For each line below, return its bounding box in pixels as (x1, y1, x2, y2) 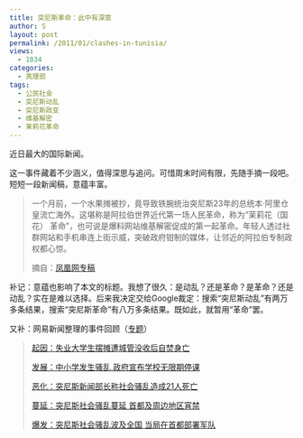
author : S (9, 22, 47, 31)
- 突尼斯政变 (17, 106, 60, 115)
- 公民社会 (17, 89, 53, 98)
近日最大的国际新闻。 (9, 148, 88, 159)
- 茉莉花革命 (17, 123, 60, 132)
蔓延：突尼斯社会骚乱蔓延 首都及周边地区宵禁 (31, 400, 200, 411)
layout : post (9, 30, 59, 39)
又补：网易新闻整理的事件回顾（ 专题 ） (9, 323, 151, 334)
